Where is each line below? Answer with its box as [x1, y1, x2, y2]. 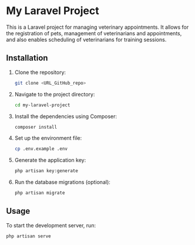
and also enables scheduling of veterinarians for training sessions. [6, 36, 167, 43]
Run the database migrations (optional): [14, 179, 110, 186]
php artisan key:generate [14, 168, 78, 174]
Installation [6, 53, 48, 63]
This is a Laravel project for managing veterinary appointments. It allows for [6, 24, 189, 31]
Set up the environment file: [14, 135, 82, 142]
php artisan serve [6, 233, 51, 239]
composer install [14, 124, 58, 130]
